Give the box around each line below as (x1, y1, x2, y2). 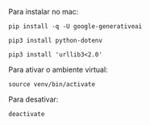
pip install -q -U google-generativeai (8, 23, 143, 31)
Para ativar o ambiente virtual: (8, 65, 108, 74)
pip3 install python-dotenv (8, 36, 103, 44)
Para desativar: (8, 94, 59, 104)
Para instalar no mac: (8, 7, 79, 16)
